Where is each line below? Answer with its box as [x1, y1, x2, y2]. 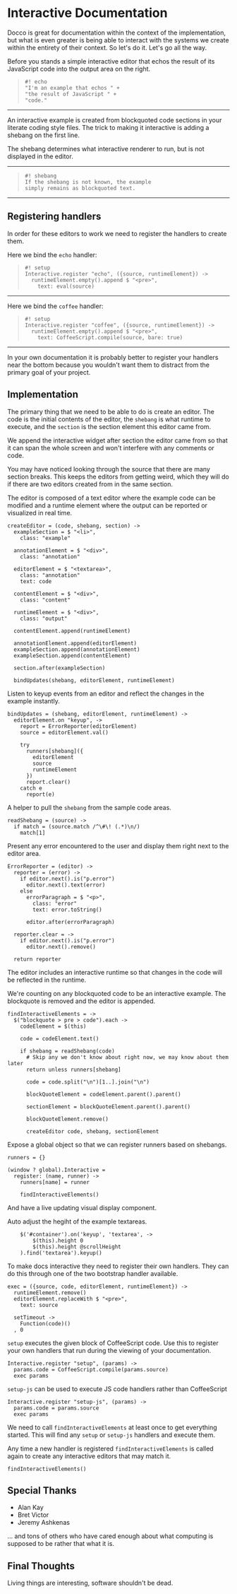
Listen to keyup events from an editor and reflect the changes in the [7, 689, 205, 698]
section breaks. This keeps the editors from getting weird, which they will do [7, 472, 229, 481]
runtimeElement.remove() [13, 1289, 87, 1296]
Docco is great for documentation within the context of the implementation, [7, 28, 226, 37]
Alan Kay [17, 1504, 44, 1512]
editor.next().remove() [25, 943, 97, 950]
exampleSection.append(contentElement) [13, 652, 131, 659]
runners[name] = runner [20, 1178, 90, 1185]
